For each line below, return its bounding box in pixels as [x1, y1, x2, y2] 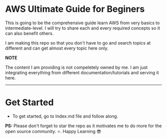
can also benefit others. [5, 30, 54, 36]
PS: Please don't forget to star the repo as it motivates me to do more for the [5, 123, 162, 129]
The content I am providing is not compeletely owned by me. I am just [5, 64, 148, 70]
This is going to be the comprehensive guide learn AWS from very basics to [5, 20, 160, 26]
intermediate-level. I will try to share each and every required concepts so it [5, 25, 160, 31]
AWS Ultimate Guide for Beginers [5, 3, 145, 15]
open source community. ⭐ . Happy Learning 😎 [5, 128, 101, 134]
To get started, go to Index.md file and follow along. [12, 113, 118, 119]
